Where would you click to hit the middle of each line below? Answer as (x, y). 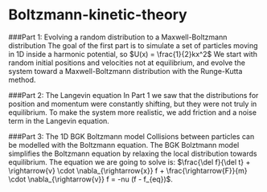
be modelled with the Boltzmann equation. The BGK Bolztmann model (124, 145)
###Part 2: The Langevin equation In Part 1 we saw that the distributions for (133, 95)
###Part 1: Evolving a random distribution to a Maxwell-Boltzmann (118, 37)
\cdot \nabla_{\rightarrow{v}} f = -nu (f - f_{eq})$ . (90, 179)
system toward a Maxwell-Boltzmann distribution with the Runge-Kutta (125, 71)
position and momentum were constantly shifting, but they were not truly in (133, 104)
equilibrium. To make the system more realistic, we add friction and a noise (133, 112)
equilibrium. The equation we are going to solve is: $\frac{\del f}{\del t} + (129, 161)
